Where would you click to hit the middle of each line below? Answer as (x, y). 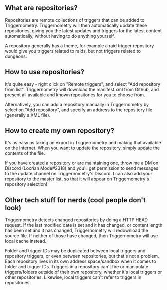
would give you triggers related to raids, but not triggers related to (73, 51)
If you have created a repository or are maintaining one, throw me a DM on (82, 163)
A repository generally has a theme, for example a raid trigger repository (80, 46)
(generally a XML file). (28, 115)
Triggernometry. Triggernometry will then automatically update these (76, 25)
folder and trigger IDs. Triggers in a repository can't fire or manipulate (77, 267)
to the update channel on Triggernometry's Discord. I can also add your (79, 174)
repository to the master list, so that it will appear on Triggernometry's (77, 179)
